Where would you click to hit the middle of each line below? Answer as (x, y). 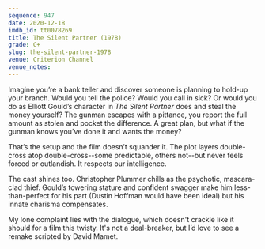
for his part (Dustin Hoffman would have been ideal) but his (148, 195)
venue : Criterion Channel (51, 60)
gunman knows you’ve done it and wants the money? (95, 131)
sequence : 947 (32, 15)
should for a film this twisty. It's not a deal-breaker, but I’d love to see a (124, 228)
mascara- (239, 179)
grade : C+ (25, 45)
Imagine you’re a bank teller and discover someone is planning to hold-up (128, 89)
